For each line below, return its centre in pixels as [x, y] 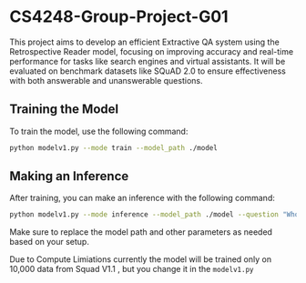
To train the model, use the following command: [99, 131]
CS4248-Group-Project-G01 [119, 17]
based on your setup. [49, 242]
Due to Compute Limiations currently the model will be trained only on [140, 259]
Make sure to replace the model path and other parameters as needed [141, 232]
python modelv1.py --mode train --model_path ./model [114, 147]
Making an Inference [69, 176]
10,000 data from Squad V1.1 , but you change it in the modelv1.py [132, 269]
